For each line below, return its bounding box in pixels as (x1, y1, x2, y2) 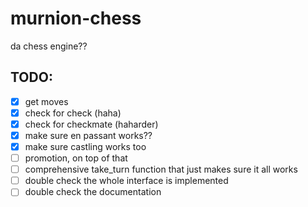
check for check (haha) (24, 107, 122, 119)
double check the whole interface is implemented (24, 175, 229, 187)
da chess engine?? (10, 40, 88, 52)
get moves (24, 95, 69, 107)
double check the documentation (24, 186, 162, 198)
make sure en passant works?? (24, 129, 153, 141)
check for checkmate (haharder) (24, 118, 159, 130)
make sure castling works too (24, 141, 147, 152)
